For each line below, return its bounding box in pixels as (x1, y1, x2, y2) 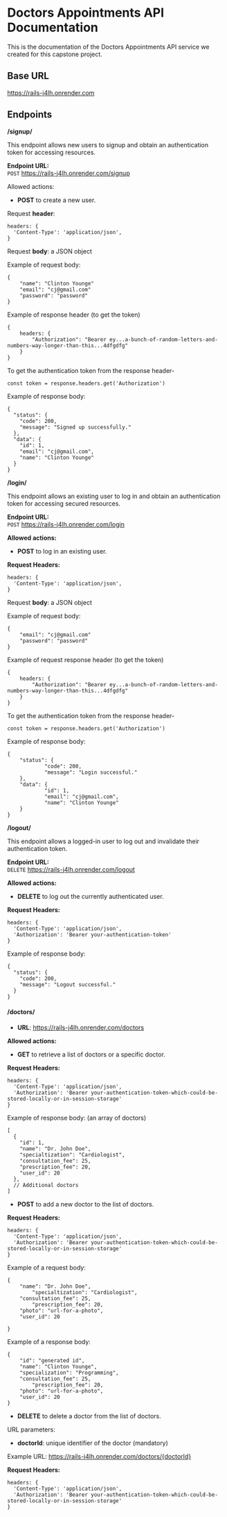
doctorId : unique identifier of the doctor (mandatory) (17, 1439, 168, 1447)
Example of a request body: (7, 1263, 87, 1272)
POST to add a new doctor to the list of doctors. (17, 1200, 154, 1208)
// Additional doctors (13, 1182, 79, 1188)
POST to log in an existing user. (17, 547, 107, 555)
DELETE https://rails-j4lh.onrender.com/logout (7, 865, 135, 873)
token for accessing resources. (7, 148, 96, 156)
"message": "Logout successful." (19, 981, 116, 988)
